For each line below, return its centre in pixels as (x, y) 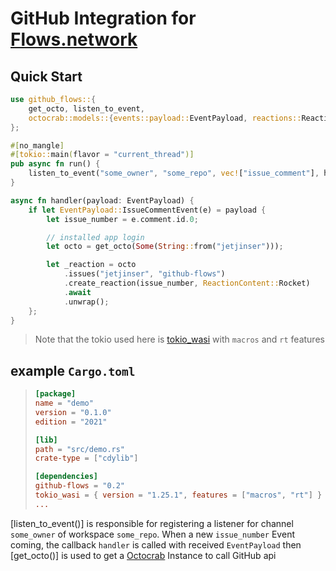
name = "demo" (64, 403)
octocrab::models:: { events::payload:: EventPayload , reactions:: (165, 118)
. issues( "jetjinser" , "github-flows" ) (144, 274)
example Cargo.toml (73, 370)
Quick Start (46, 76)
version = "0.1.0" (73, 412)
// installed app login (95, 237)
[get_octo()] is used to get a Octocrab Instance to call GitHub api (143, 555)
